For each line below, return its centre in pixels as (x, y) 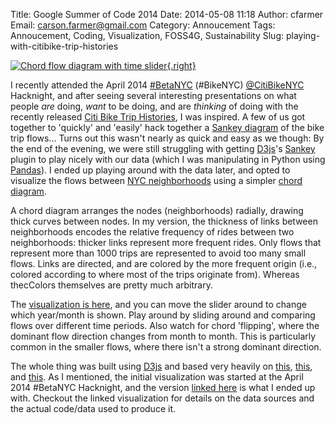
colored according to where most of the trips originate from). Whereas (155, 274)
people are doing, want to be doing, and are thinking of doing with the (154, 106)
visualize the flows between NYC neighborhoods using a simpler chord (156, 180)
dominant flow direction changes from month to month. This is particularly (163, 336)
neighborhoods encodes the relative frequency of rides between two (152, 232)
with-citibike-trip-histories (64, 46)
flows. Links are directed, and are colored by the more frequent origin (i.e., (164, 263)
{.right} (181, 65)
